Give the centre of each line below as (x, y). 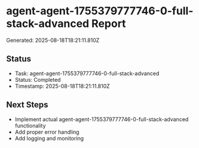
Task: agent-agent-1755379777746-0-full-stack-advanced (87, 73)
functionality (30, 125)
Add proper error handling (47, 132)
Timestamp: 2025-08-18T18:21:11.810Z (62, 86)
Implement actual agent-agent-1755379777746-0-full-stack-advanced (102, 119)
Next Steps (27, 105)
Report (109, 24)
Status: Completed (38, 79)
